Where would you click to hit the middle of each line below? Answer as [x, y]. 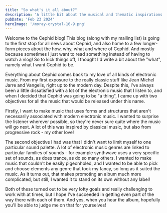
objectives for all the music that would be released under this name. [75, 101]
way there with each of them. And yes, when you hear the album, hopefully [83, 200]
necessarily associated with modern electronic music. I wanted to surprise [82, 117]
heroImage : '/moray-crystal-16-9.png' [46, 24]
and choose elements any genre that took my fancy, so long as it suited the [83, 169]
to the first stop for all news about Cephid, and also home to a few [73, 44]
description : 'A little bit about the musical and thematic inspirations [84, 15]
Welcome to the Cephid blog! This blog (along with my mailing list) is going [82, 38]
